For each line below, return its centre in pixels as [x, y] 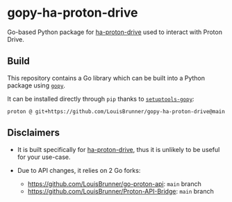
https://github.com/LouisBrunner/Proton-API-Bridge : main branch [121, 191]
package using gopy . [36, 85]
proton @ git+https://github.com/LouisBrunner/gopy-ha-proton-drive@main [116, 111]
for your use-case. [44, 157]
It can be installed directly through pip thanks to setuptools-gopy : [101, 99]
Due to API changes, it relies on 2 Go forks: [79, 170]
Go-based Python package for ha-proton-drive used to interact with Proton [115, 32]
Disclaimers [34, 133]
